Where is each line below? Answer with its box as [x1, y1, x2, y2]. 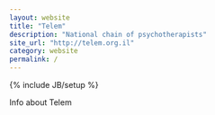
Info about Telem [9, 97, 72, 108]
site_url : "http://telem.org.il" [9, 38, 135, 48]
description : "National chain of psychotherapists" [9, 30, 207, 39]
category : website [9, 47, 78, 56]
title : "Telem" [9, 22, 67, 31]
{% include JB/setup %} [9, 80, 99, 90]
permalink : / [9, 55, 58, 64]
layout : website [9, 13, 70, 22]
